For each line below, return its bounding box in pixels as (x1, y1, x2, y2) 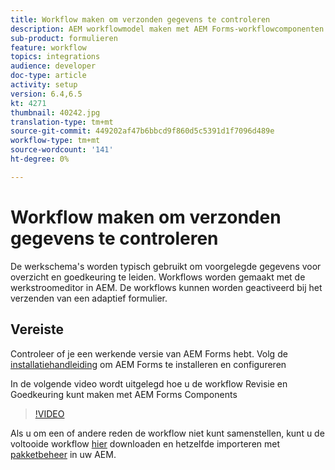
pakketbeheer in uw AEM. (10, 448, 117, 460)
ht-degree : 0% (10, 154, 70, 164)
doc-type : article (10, 71, 87, 81)
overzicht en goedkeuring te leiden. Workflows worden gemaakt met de (10, 271, 306, 283)
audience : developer (10, 61, 97, 71)
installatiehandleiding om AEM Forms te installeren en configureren (10, 358, 287, 370)
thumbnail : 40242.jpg (10, 107, 101, 118)
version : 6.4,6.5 (10, 89, 83, 99)
